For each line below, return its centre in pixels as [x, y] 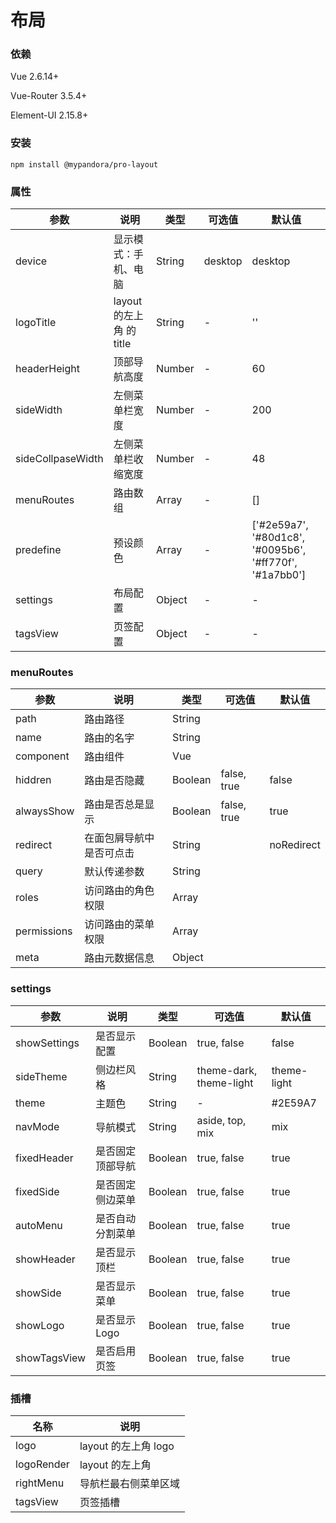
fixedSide [37, 1191]
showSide [38, 1293]
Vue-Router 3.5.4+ [49, 96]
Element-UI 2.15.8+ [49, 115]
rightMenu [40, 1483]
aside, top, [221, 1120]
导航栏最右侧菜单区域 [129, 1483]
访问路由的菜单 [119, 924]
